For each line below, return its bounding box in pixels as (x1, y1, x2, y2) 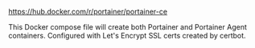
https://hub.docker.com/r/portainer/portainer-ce (8, 7, 167, 16)
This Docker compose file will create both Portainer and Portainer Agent (8, 22, 247, 31)
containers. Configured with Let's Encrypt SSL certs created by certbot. (8, 31, 247, 40)
